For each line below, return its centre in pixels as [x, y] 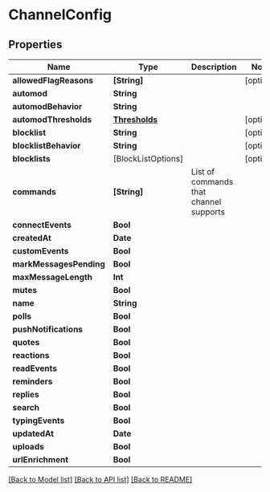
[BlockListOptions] [148, 159]
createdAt [32, 238]
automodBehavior [47, 106]
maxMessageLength [52, 277]
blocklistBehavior [47, 146]
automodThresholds [52, 120]
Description [214, 67]
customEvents [41, 251]
